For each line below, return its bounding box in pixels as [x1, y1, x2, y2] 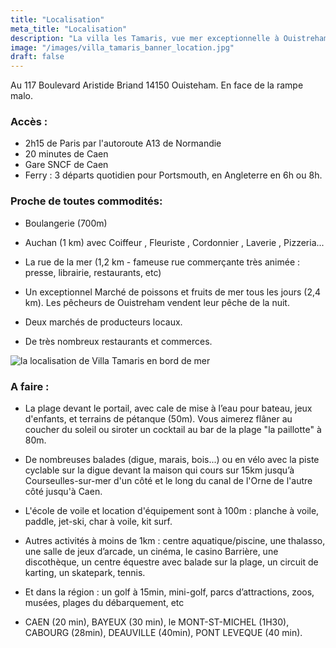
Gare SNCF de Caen [24, 159, 109, 171]
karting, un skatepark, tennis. [24, 567, 146, 579]
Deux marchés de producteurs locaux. [24, 316, 183, 328]
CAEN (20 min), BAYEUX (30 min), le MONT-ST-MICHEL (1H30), [24, 616, 290, 628]
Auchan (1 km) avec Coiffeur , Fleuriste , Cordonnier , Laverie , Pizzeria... [24, 236, 325, 248]
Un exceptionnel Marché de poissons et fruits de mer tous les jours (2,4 [24, 286, 322, 298]
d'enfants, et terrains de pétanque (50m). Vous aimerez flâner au [24, 413, 293, 425]
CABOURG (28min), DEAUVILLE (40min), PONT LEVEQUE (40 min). [24, 627, 303, 639]
